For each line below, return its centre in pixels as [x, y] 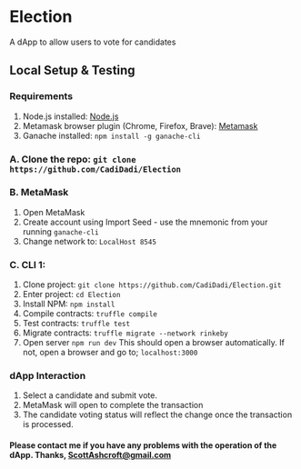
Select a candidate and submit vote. [90, 395]
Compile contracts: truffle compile [90, 314]
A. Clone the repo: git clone [73, 159]
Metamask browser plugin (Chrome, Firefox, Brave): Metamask [140, 125]
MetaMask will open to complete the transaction [113, 405]
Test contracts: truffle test [76, 324]
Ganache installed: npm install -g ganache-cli [111, 135]
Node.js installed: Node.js [70, 116]
